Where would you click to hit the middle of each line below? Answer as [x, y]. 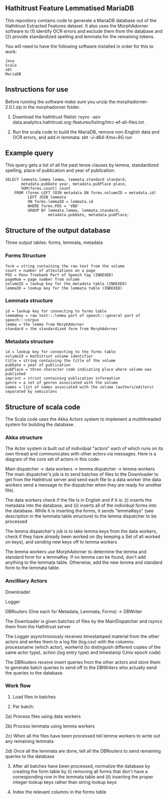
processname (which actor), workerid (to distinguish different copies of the [83, 647]
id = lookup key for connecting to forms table [56, 311]
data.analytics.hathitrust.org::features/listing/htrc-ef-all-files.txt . [79, 122]
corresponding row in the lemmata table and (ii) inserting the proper [83, 777]
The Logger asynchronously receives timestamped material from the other [82, 636]
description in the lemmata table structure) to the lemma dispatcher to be [81, 516]
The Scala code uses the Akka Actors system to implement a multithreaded [83, 419]
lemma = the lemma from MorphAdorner [45, 324]
